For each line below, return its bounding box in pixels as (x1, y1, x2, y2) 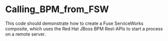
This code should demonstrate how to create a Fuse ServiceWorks (5, 20, 144, 26)
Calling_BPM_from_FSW (5, 4, 109, 15)
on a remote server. (5, 31, 46, 37)
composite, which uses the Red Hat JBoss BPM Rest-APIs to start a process (5, 25, 163, 31)
